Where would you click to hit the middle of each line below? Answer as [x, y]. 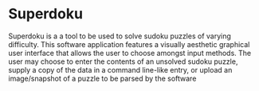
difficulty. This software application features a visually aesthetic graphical [129, 44]
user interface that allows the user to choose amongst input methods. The [130, 53]
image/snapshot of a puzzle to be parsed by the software [102, 78]
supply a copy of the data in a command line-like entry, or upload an [120, 69]
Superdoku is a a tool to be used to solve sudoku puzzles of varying [120, 36]
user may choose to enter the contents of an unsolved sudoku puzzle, [123, 61]
